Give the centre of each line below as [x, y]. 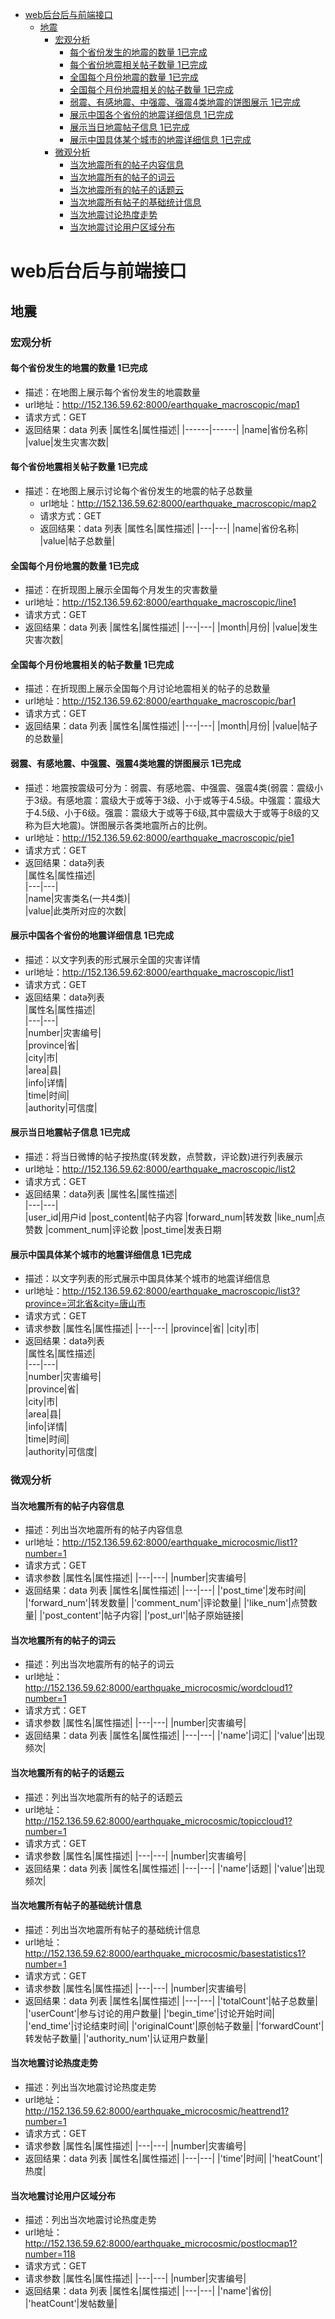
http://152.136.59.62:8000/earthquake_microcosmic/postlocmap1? [161, 2244]
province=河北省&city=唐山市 [85, 1304]
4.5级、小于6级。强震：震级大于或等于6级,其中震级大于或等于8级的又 [176, 812]
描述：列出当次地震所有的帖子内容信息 [103, 1530]
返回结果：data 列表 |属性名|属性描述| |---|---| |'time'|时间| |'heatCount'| [174, 2159]
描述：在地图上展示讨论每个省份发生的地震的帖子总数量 [138, 490]
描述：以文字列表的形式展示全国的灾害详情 [112, 959]
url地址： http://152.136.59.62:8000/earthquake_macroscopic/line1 [160, 602]
